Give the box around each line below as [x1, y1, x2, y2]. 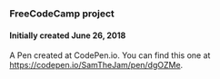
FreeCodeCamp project [9, 7, 115, 20]
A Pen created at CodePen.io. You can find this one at [9, 50, 211, 61]
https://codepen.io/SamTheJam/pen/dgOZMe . [9, 60, 184, 71]
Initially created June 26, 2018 [9, 30, 126, 41]
